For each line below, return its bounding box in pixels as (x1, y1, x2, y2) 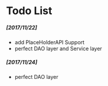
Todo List (6, 4, 53, 18)
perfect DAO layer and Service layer (14, 45, 102, 52)
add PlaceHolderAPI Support (14, 39, 84, 46)
